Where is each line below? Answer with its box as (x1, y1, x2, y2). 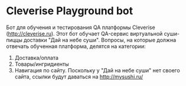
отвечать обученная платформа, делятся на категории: (6, 43, 146, 50)
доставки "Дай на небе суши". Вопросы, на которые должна (23, 36, 177, 43)
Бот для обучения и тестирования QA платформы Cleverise (6, 24, 155, 31)
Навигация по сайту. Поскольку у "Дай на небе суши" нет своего (14, 66, 180, 74)
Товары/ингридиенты (14, 60, 69, 68)
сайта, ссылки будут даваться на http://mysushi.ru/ (14, 73, 143, 80)
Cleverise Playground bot (6, 4, 133, 18)
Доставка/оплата (14, 54, 59, 61)
